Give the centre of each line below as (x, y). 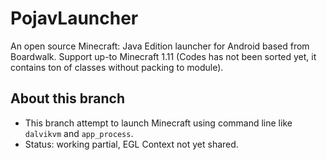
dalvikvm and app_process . (79, 133)
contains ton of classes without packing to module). (117, 67)
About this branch (67, 98)
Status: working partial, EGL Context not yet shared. (131, 144)
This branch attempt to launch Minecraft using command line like (158, 123)
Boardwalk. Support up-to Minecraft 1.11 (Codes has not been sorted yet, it (163, 56)
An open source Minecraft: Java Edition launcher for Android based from (160, 46)
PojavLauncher (74, 18)
